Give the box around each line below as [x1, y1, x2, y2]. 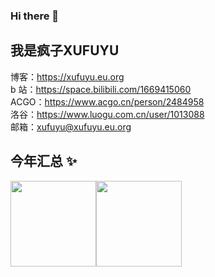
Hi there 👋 [10, 9, 60, 23]
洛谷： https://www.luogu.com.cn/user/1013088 [10, 108, 205, 120]
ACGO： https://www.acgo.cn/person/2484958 [10, 95, 205, 108]
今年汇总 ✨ [10, 153, 78, 170]
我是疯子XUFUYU [10, 42, 120, 59]
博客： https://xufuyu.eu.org [10, 70, 125, 83]
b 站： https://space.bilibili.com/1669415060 [10, 83, 192, 95]
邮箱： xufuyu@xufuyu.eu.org [10, 120, 132, 133]
